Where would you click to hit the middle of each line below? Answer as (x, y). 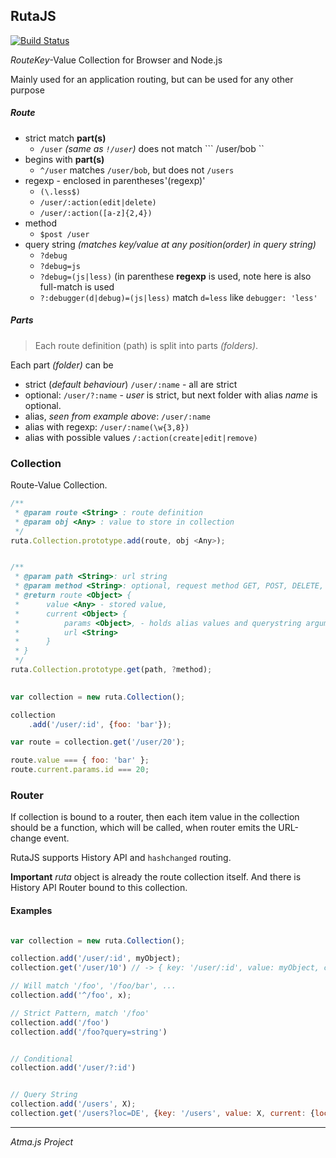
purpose (27, 90)
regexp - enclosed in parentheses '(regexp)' (115, 180)
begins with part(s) (64, 159)
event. (56, 838)
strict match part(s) (65, 138)
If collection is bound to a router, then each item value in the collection (155, 817)
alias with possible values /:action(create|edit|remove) (141, 437)
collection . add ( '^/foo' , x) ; (71, 995)
